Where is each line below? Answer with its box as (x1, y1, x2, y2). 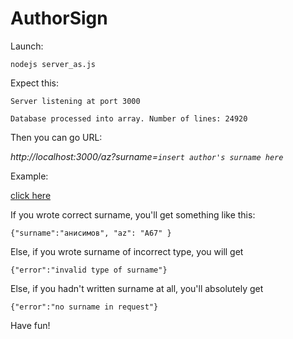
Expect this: (10, 77, 59, 89)
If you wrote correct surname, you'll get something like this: (10, 208, 256, 221)
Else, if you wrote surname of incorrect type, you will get (10, 245, 244, 257)
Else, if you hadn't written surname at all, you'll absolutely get (10, 282, 264, 294)
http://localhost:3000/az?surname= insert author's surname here (10, 150, 284, 162)
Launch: (10, 40, 44, 52)
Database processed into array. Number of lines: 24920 (10, 113, 248, 124)
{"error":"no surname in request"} (10, 302, 159, 312)
